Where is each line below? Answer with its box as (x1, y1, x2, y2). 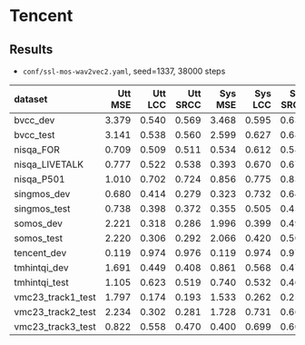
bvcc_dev (14, 114, 55, 126)
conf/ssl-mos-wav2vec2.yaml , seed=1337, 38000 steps (22, 65, 226, 76)
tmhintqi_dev (14, 261, 69, 273)
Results (9, 42, 54, 57)
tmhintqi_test (14, 276, 70, 289)
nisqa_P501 (14, 173, 65, 185)
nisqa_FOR (14, 143, 61, 155)
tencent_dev (14, 247, 67, 259)
